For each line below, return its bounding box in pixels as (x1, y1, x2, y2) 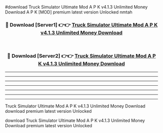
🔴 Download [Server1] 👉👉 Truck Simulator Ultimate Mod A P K (5, 21, 158, 28)
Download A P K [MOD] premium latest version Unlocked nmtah (5, 9, 132, 15)
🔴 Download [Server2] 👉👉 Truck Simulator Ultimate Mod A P (7, 53, 156, 59)
